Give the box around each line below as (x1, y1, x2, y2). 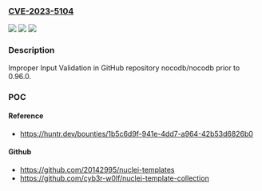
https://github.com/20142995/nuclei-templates (19, 165, 175, 174)
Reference (8, 111, 44, 121)
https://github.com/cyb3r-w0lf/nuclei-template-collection (19, 173, 209, 183)
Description (8, 45, 55, 56)
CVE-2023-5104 (8, 6, 74, 17)
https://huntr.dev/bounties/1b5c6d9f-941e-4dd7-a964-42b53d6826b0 (19, 129, 254, 138)
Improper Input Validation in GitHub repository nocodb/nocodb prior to (8, 62, 240, 73)
